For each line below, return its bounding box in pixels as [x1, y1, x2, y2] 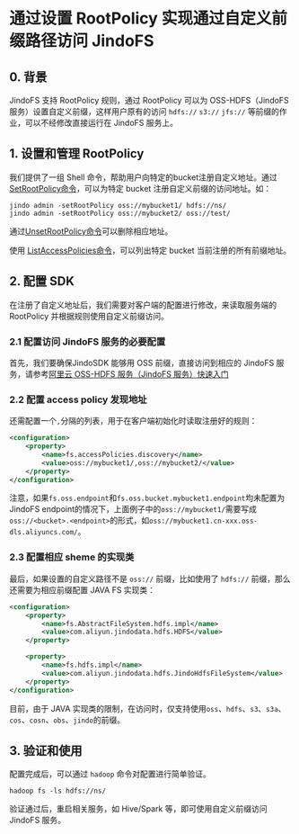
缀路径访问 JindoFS [9, 31, 154, 51]
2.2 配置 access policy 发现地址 [9, 393, 147, 406]
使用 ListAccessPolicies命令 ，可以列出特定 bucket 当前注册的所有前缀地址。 [9, 245, 292, 256]
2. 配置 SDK [9, 274, 75, 289]
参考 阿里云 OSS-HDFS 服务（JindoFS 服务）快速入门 [32, 368, 229, 379]
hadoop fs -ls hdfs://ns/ [9, 786, 106, 796]
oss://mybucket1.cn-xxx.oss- [148, 516, 259, 526]
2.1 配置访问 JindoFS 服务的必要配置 [9, 335, 166, 347]
